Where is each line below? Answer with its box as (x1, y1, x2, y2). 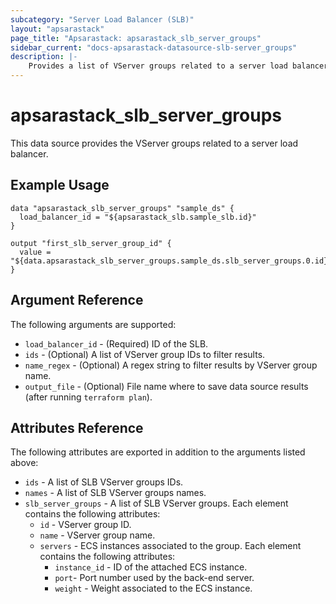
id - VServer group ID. (39, 519, 132, 531)
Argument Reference (10, 292, 144, 309)
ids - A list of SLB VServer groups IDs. (24, 476, 184, 488)
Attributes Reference (10, 419, 144, 436)
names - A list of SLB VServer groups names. (24, 487, 207, 499)
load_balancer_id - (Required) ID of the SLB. (24, 337, 209, 350)
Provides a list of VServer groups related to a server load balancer (28, 61, 329, 71)
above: (10, 457, 39, 469)
